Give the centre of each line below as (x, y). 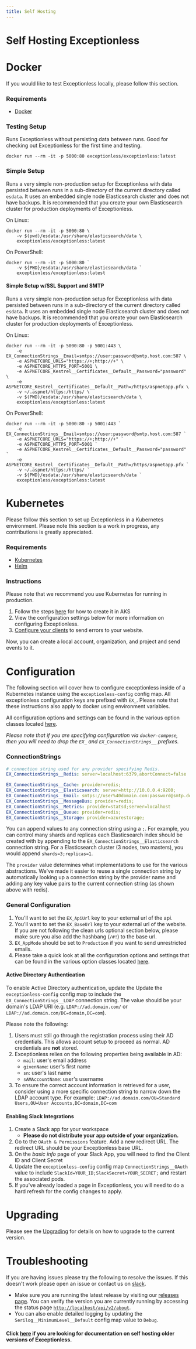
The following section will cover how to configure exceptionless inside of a (96, 688)
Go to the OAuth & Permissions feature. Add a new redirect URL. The (97, 1142)
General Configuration (38, 905)
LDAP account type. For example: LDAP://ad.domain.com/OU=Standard (97, 1097)
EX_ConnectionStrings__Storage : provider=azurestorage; (75, 818)
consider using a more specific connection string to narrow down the (97, 1091)
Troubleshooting (47, 1261)
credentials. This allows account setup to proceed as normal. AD (92, 1041)
